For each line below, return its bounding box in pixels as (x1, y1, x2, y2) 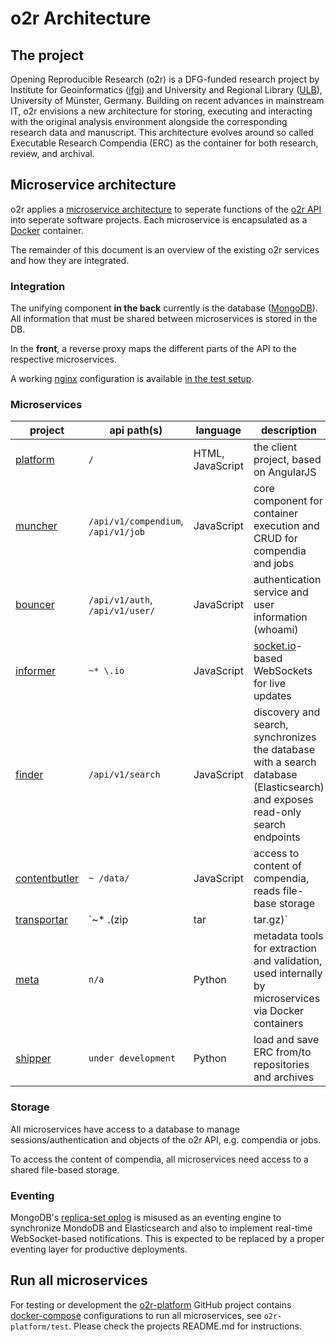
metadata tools (253, 929, 324, 943)
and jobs (253, 557, 295, 571)
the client (253, 440, 298, 454)
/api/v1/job (88, 527, 146, 538)
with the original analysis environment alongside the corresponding (10, 116, 288, 127)
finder (15, 768, 44, 782)
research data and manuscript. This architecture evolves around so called (10, 127, 314, 138)
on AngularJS (253, 465, 317, 479)
